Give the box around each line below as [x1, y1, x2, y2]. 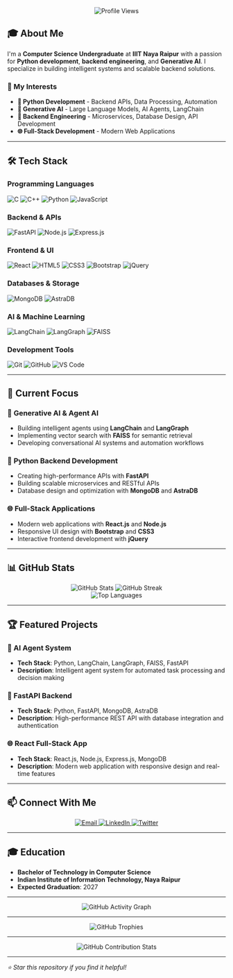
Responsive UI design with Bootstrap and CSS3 [17, 527, 155, 536]
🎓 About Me [7, 28, 64, 40]
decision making [17, 674, 64, 682]
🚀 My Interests [7, 81, 58, 91]
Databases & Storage [7, 279, 80, 288]
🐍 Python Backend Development [7, 456, 118, 465]
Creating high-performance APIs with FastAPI [17, 472, 149, 480]
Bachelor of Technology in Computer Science [17, 868, 151, 877]
